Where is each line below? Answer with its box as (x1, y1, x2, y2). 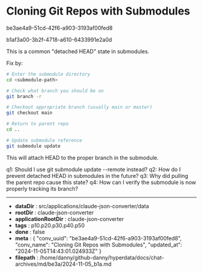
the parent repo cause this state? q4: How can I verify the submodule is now (6, 179, 196, 186)
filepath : (14, 254, 39, 261)
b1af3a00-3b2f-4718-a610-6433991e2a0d (6, 36, 112, 43)
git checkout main (6, 110, 53, 116)
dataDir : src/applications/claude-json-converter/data (14, 202, 149, 209)
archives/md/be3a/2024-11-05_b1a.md (14, 260, 112, 268)
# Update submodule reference (6, 137, 83, 143)
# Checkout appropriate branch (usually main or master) (6, 104, 153, 110)
